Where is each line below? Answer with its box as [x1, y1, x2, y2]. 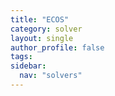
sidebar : [10, 61, 47, 71]
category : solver [10, 24, 83, 34]
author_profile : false [10, 42, 105, 53]
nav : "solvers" [19, 71, 83, 81]
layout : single [10, 33, 74, 43]
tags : [10, 52, 33, 62]
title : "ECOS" [10, 14, 70, 25]
